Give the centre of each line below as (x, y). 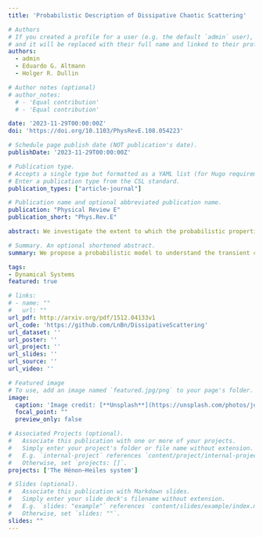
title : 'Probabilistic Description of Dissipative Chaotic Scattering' (127, 15)
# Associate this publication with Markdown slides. (99, 491)
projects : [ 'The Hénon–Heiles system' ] (73, 470)
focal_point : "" (41, 412)
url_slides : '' (33, 354)
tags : (17, 267)
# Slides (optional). (43, 484)
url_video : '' (31, 369)
